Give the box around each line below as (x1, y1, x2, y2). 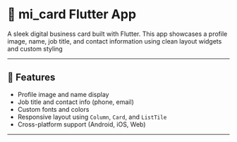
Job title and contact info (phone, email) (17, 98, 134, 106)
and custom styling (7, 44, 63, 53)
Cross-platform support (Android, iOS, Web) (17, 120, 146, 129)
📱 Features (7, 72, 56, 84)
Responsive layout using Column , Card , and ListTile (17, 112, 167, 121)
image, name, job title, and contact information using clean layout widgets (7, 37, 222, 45)
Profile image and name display (17, 90, 109, 98)
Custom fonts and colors (17, 105, 90, 113)
